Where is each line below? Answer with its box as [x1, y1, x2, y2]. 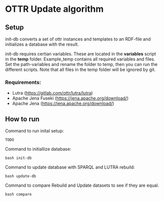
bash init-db [5, 156, 32, 161]
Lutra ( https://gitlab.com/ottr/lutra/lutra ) [12, 90, 93, 96]
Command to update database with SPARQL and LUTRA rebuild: [5, 164, 135, 170]
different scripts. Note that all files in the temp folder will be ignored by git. [5, 67, 156, 72]
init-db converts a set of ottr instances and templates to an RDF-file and [5, 36, 151, 42]
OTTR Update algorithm [5, 3, 104, 15]
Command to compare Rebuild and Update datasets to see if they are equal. [5, 182, 159, 188]
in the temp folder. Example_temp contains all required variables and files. [5, 56, 156, 62]
